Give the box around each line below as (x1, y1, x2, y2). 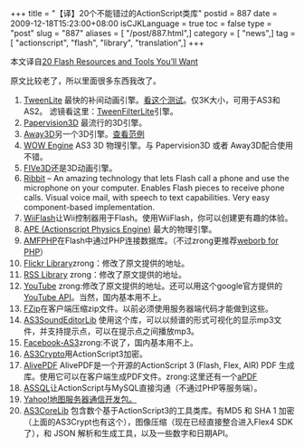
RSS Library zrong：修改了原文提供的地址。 (23, 269, 187, 279)
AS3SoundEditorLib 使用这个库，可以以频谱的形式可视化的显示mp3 (23, 315, 274, 325)
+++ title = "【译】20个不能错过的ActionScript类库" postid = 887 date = (10, 8, 279, 18)
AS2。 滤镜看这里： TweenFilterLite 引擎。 (23, 106, 179, 116)
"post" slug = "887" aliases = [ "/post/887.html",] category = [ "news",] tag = (10, 28, 297, 38)
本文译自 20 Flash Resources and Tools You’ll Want (10, 56, 198, 66)
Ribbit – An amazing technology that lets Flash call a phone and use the (23, 173, 290, 183)
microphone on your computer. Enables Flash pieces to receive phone (23, 182, 285, 193)
